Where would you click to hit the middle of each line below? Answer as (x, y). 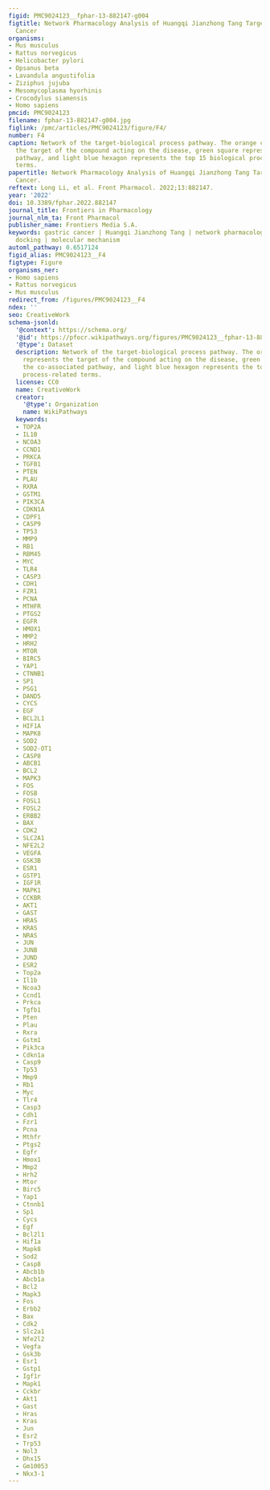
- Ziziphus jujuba (39, 83)
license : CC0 (37, 382)
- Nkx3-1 (30, 1474)
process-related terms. (63, 375)
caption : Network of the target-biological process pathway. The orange (133, 143)
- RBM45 (29, 554)
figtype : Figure (35, 262)
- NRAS (27, 935)
